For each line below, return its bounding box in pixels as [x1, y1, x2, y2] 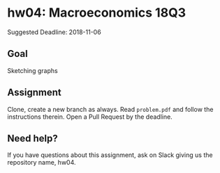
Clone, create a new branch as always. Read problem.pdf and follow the [7, 105, 214, 113]
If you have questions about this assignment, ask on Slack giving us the [7, 151, 213, 159]
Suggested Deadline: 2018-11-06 [7, 28, 101, 36]
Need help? [7, 132, 58, 144]
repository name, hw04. [7, 158, 76, 167]
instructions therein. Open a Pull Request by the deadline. [7, 113, 173, 121]
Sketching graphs [7, 66, 58, 74]
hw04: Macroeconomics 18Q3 [7, 5, 186, 21]
